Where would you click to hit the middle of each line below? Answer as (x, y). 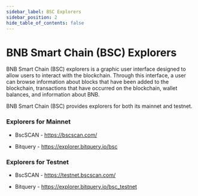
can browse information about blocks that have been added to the (88, 82)
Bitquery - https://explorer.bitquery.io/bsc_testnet (76, 186)
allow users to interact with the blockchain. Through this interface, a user (96, 76)
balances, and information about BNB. (53, 95)
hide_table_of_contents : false (45, 23)
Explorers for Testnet (38, 162)
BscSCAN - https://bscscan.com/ (56, 135)
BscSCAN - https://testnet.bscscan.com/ (65, 175)
